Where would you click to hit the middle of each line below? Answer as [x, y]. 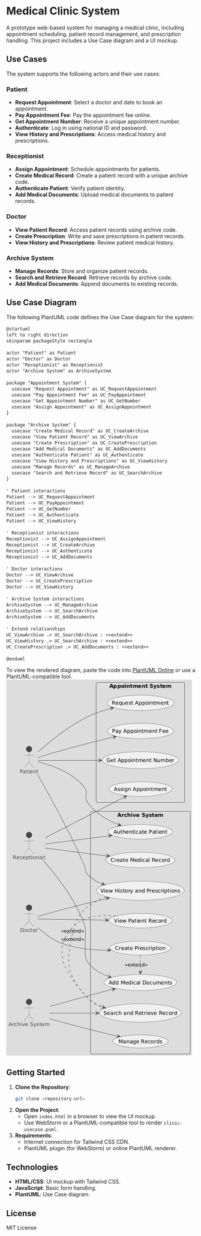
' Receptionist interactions [43, 533]
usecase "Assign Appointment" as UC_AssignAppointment [82, 407]
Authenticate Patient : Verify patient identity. [70, 188]
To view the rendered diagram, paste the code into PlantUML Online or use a [101, 670]
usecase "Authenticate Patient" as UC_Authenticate [78, 455]
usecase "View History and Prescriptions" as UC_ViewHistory [90, 461]
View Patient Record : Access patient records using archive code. [96, 230]
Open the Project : [37, 1110]
